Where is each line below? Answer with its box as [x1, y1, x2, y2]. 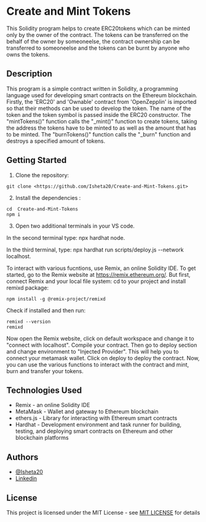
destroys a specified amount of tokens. [6, 137, 106, 144]
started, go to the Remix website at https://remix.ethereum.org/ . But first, [6, 271, 191, 278]
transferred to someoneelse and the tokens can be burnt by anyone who [6, 44, 190, 52]
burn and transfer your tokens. [6, 367, 84, 374]
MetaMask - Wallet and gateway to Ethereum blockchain [15, 408, 159, 416]
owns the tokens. [6, 50, 50, 58]
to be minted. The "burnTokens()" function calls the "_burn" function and [6, 130, 191, 138]
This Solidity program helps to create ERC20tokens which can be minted [6, 25, 191, 32]
